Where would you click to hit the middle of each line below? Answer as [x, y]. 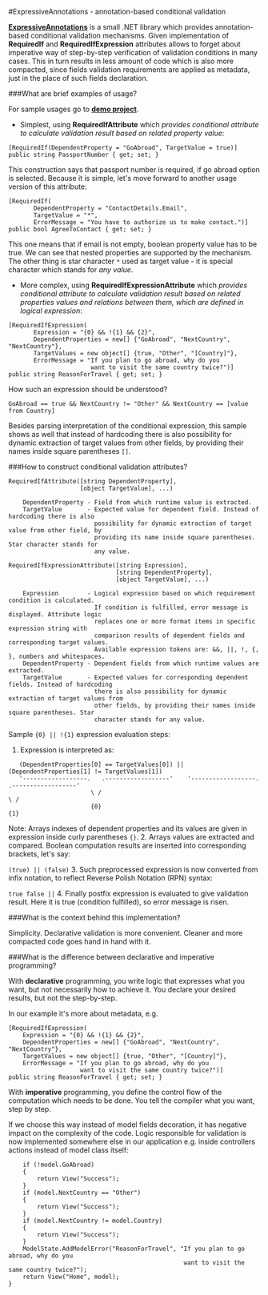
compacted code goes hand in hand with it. [80, 941]
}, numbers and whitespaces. [57, 656]
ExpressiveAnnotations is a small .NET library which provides [111, 27]
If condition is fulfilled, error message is [171, 607]
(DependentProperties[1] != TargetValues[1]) [85, 772]
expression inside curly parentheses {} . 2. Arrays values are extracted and [131, 837]
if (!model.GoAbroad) [58, 1165]
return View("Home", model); [71, 1277]
